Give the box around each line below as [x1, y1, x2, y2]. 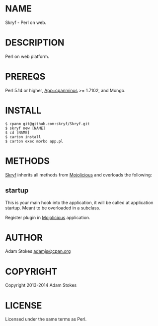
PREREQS [5, 71, 46, 82]
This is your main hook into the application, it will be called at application [5, 199, 154, 205]
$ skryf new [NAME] [5, 126, 46, 131]
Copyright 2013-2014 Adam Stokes [5, 282, 77, 288]
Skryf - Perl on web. [5, 19, 47, 25]
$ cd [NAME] [5, 130, 30, 135]
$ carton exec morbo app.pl [5, 139, 64, 144]
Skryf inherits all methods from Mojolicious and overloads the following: [5, 171, 153, 177]
